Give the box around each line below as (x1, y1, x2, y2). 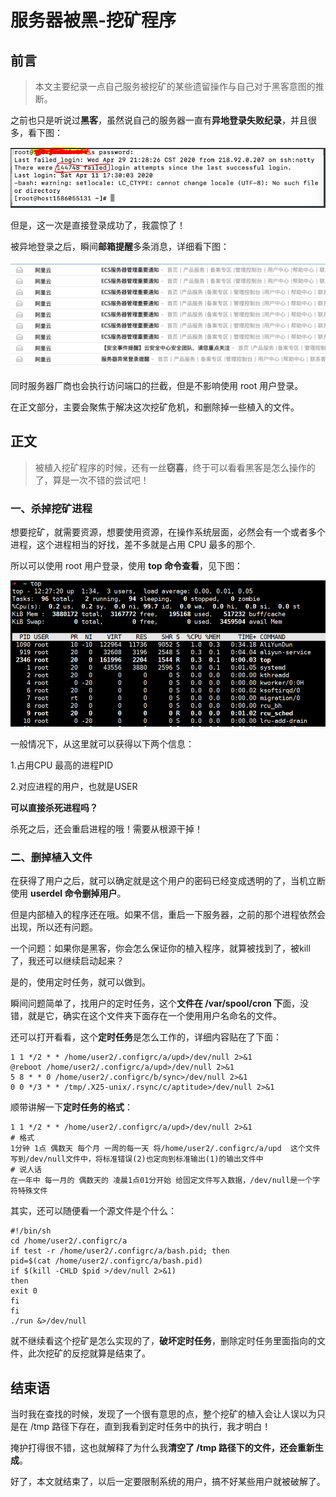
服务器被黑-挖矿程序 (10, 9, 177, 32)
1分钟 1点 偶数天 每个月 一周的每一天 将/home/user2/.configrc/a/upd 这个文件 (10, 1144, 321, 1154)
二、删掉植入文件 (10, 850, 93, 864)
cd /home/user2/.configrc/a (10, 1236, 128, 1246)
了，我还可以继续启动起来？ (10, 955, 125, 967)
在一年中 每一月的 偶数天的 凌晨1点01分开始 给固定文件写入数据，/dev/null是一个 (10, 1176, 313, 1186)
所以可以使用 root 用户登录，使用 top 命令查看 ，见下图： (10, 560, 243, 572)
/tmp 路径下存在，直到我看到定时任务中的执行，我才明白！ (29, 1420, 272, 1432)
